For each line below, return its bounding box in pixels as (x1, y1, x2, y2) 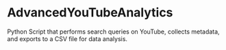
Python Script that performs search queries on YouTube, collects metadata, (7, 27, 221, 36)
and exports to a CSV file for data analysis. (7, 34, 128, 42)
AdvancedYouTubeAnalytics (7, 5, 173, 21)
